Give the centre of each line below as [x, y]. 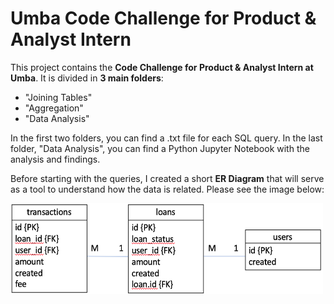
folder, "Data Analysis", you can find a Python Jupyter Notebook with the [160, 148]
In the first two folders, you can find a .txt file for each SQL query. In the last [166, 138]
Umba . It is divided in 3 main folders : [87, 78]
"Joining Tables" [58, 97]
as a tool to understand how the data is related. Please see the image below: [167, 189]
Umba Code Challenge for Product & [163, 18]
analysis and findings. [55, 159]
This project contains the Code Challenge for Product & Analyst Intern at [162, 67]
